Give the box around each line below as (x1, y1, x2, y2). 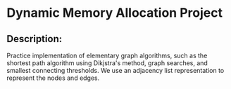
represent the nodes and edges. (6, 74, 100, 82)
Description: (6, 33, 63, 45)
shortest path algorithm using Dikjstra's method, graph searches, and (6, 59, 208, 67)
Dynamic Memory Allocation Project (6, 5, 223, 21)
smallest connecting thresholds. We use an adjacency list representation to (6, 67, 225, 74)
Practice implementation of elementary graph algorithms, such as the (6, 51, 208, 60)
